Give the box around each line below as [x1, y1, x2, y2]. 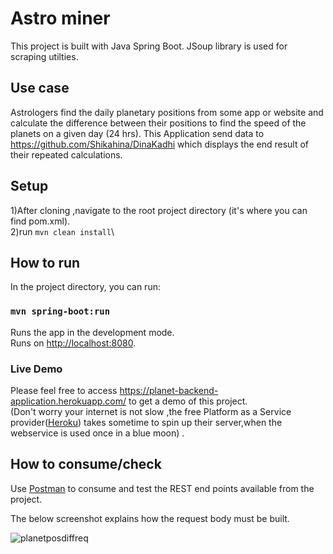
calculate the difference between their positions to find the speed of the [10, 117, 307, 129]
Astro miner [10, 7, 111, 30]
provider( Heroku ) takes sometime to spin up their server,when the [10, 416, 283, 428]
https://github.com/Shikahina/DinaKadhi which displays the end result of [10, 138, 310, 150]
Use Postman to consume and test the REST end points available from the [10, 482, 315, 494]
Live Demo [10, 362, 63, 376]
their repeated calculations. [10, 148, 123, 161]
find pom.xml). [10, 215, 71, 227]
